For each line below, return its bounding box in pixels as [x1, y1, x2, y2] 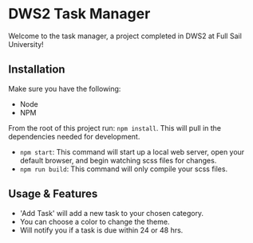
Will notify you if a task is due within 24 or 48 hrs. [19, 225, 184, 235]
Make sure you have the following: [8, 84, 121, 93]
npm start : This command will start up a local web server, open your [19, 147, 245, 156]
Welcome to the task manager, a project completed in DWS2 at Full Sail [8, 31, 242, 41]
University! [8, 39, 44, 49]
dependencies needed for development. [8, 131, 140, 141]
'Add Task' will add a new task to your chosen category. [19, 208, 204, 218]
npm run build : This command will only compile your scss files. [19, 164, 228, 174]
